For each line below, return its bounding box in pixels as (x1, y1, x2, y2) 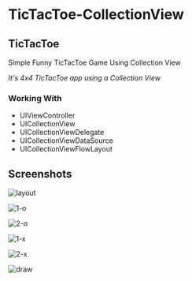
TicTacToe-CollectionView (8, 6, 185, 24)
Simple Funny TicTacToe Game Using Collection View (8, 58, 181, 67)
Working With (8, 92, 63, 103)
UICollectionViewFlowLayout (19, 144, 113, 154)
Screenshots (8, 167, 72, 181)
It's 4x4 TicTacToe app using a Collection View (8, 73, 161, 82)
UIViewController (19, 111, 76, 120)
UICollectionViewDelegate (19, 128, 105, 137)
